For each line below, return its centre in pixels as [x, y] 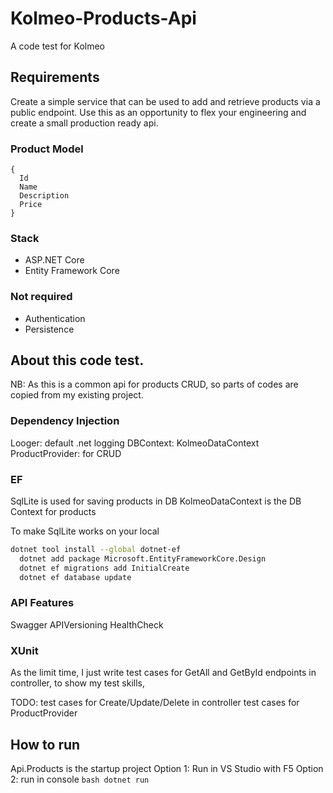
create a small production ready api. [84, 123]
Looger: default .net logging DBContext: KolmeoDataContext [135, 443]
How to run [45, 744]
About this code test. [77, 360]
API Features [42, 603]
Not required [41, 297]
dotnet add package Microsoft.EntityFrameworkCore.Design [143, 558]
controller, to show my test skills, [78, 683]
